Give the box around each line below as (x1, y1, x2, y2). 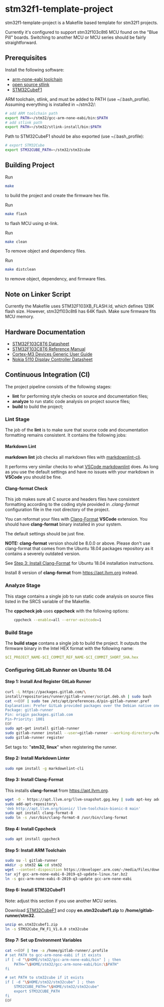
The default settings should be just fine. (5, 531, 85, 537)
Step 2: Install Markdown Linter (5, 755, 70, 761)
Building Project (5, 161, 55, 170)
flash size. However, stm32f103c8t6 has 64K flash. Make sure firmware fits (5, 308, 156, 314)
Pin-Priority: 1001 (5, 717, 45, 722)
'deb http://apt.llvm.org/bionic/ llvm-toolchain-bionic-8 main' (5, 806, 141, 811)
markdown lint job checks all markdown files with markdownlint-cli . (5, 454, 142, 460)
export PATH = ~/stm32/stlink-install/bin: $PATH (5, 125, 102, 129)
